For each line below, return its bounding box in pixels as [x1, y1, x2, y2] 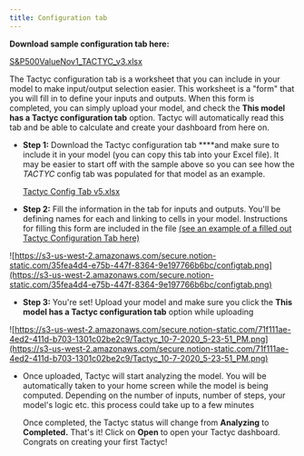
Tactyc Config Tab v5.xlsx [22, 185, 121, 196]
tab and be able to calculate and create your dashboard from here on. [9, 122, 270, 133]
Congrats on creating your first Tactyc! [22, 436, 168, 447]
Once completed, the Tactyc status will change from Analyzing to [22, 417, 270, 428]
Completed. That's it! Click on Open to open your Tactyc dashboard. [22, 426, 280, 437]
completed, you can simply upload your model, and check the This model [9, 102, 286, 114]
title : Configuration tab [9, 13, 107, 23]
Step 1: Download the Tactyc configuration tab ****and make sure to [22, 139, 279, 150]
